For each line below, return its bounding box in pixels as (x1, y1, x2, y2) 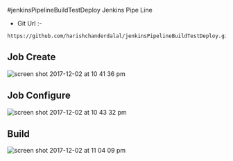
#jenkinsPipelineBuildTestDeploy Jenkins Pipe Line (7, 6, 153, 14)
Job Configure (7, 90, 71, 102)
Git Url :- (17, 19, 42, 27)
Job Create (7, 51, 56, 63)
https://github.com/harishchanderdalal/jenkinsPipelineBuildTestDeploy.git (7, 32, 231, 39)
